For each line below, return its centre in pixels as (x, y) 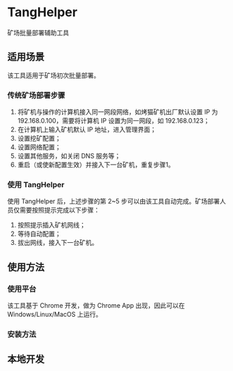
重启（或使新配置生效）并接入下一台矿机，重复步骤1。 (96, 165)
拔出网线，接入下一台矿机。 (58, 243)
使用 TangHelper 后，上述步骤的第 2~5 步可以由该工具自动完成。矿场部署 (114, 201)
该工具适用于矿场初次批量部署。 (53, 75)
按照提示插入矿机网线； (51, 225)
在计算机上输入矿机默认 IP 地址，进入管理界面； (87, 130)
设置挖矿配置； (39, 139)
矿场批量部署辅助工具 (38, 32)
